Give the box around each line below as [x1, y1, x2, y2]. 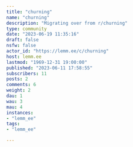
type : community [6, 25, 47, 32]
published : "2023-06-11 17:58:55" [6, 64, 93, 71]
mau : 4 [6, 104, 23, 110]
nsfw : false [6, 43, 36, 49]
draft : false [6, 37, 39, 43]
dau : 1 [6, 93, 23, 99]
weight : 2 [6, 87, 31, 93]
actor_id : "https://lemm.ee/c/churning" [6, 48, 110, 54]
